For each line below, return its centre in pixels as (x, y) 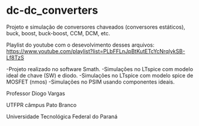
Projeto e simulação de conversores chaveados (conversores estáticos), (96, 27)
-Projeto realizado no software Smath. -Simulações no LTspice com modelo (100, 69)
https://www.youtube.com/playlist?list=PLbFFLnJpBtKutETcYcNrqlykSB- (96, 51)
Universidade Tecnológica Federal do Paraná (62, 116)
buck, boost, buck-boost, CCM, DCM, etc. (58, 33)
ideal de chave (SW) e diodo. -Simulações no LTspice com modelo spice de (100, 75)
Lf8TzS (15, 57)
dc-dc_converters (52, 10)
